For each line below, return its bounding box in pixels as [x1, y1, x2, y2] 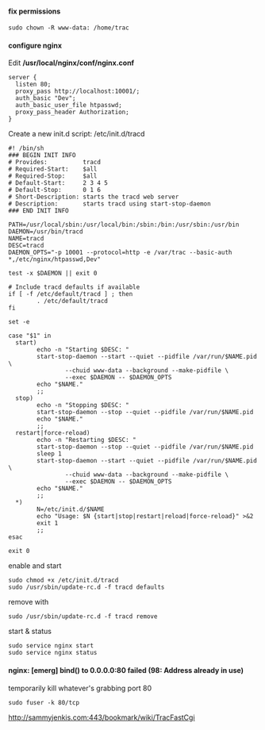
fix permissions [8, 6, 61, 16]
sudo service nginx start [8, 642, 94, 650]
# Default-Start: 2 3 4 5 [8, 179, 109, 187]
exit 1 [36, 520, 59, 528]
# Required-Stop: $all [8, 172, 98, 180]
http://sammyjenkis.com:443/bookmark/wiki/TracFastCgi [8, 713, 196, 722]
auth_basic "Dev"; [15, 94, 77, 102]
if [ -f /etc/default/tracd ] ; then [8, 290, 133, 298]
